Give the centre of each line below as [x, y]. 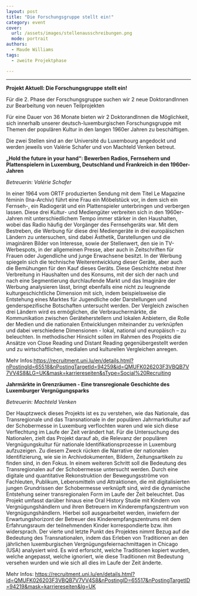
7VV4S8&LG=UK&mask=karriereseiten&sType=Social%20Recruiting [89, 373]
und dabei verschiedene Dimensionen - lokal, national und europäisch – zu [96, 330]
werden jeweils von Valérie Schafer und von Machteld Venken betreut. [91, 147]
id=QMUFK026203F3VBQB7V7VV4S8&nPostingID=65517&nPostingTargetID [98, 580]
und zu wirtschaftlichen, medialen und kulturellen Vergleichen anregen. [92, 349]
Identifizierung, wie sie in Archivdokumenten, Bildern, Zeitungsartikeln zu [94, 457]
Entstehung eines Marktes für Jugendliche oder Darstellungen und [86, 299]
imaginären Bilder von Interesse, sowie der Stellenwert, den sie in [85, 243]
